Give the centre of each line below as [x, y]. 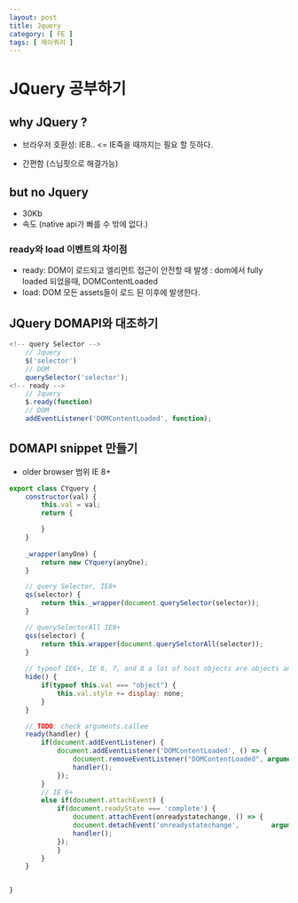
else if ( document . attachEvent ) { [103, 801]
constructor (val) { [61, 497]
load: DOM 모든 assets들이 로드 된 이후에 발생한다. [111, 292]
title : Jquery [35, 26]
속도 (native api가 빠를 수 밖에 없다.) [85, 224]
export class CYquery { [53, 488]
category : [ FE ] [41, 34]
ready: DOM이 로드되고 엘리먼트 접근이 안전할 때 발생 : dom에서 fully [142, 270]
